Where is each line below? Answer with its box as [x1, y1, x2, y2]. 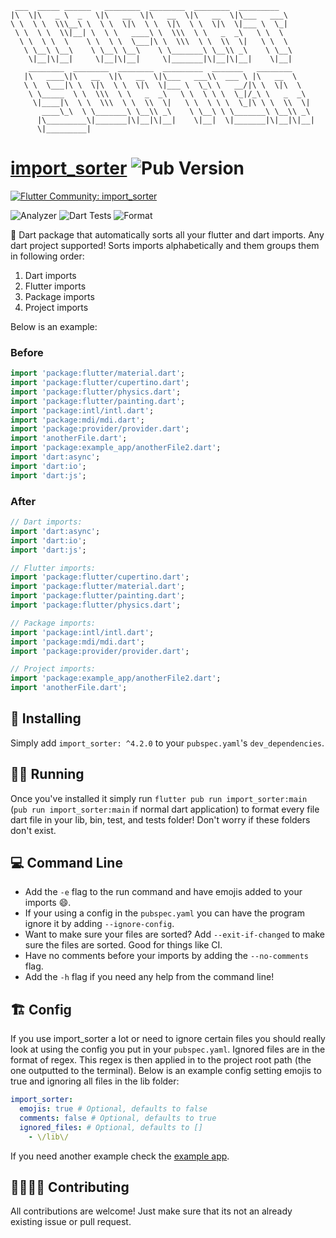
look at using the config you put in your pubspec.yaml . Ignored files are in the [10, 1043, 326, 1056]
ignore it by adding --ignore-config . [24, 918, 175, 930]
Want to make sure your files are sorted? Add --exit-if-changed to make [24, 928, 325, 941]
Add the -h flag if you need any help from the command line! [24, 971, 275, 983]
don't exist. [10, 824, 57, 836]
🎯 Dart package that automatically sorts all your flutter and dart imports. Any [10, 228, 325, 241]
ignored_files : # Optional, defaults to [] [19, 1122, 203, 1132]
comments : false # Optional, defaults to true [19, 1113, 217, 1124]
